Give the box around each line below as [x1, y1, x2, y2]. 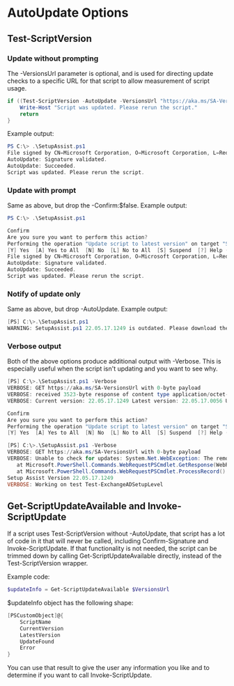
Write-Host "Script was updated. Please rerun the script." [19, 104, 198, 111]
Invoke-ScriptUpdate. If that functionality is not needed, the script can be [7, 545, 217, 553]
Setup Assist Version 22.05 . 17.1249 [7, 474, 114, 481]
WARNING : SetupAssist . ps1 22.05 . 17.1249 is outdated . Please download [7, 325, 217, 332]
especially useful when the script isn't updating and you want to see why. [7, 364, 218, 373]
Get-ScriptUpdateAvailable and [7, 500, 146, 512]
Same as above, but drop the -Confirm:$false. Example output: [7, 201, 187, 210]
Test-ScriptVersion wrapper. [7, 559, 88, 568]
